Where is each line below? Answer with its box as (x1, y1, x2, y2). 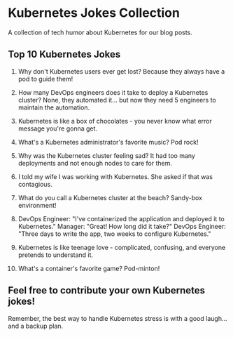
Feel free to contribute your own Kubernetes (8, 284, 206, 296)
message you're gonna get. (17, 124, 97, 133)
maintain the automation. (17, 103, 90, 112)
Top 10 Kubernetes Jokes (8, 48, 121, 60)
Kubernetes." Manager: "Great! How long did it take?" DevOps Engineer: (17, 222, 226, 230)
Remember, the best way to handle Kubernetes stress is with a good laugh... (8, 314, 227, 322)
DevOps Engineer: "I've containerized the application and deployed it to (17, 214, 225, 223)
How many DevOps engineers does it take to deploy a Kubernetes (17, 88, 209, 96)
